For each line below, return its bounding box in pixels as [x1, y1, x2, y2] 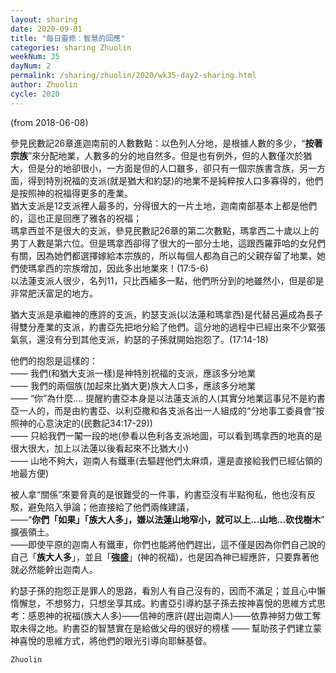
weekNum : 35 [10, 52, 60, 62]
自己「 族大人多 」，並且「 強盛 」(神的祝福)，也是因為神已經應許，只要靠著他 [10, 551, 320, 563]
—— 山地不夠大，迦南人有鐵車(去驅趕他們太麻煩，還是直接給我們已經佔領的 [10, 454, 323, 466]
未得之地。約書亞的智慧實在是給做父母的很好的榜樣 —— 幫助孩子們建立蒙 [18, 622, 322, 634]
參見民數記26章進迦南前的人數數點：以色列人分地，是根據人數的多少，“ [10, 137, 306, 149]
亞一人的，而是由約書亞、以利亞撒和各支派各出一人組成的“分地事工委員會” [10, 404, 317, 416]
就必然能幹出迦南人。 [10, 563, 98, 575]
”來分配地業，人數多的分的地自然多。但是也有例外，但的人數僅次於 [28, 149, 304, 161]
